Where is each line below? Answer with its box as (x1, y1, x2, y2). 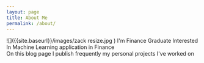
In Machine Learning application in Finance (6, 43, 115, 51)
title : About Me (6, 15, 48, 21)
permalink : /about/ (6, 20, 56, 26)
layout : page (6, 9, 40, 15)
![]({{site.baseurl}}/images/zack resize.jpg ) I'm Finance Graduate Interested (6, 37, 199, 45)
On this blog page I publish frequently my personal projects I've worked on (6, 50, 194, 57)
